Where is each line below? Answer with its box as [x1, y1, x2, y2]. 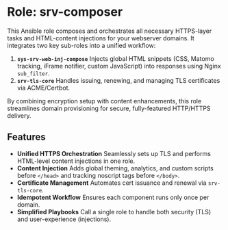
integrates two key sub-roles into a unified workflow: [7, 41, 156, 49]
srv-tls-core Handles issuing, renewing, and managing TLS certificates [16, 76, 220, 84]
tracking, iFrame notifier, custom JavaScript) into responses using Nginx [16, 62, 221, 70]
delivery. [7, 111, 32, 120]
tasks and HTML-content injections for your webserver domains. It [7, 34, 194, 42]
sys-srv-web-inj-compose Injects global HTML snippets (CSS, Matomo [16, 54, 214, 62]
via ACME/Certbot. [16, 84, 71, 92]
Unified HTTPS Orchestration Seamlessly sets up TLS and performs [16, 149, 211, 157]
